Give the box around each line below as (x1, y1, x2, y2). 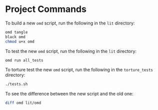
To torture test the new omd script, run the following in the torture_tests (5, 66, 153, 73)
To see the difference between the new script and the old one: (5, 91, 133, 97)
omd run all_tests (5, 57, 43, 63)
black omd (5, 34, 26, 39)
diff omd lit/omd (5, 100, 41, 105)
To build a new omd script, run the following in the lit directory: (5, 20, 135, 26)
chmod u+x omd (5, 39, 35, 44)
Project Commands (5, 3, 86, 15)
